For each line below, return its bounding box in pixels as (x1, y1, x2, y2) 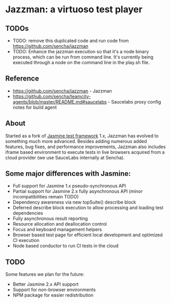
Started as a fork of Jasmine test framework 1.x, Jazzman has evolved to (5, 132, 159, 139)
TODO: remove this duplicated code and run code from (12, 37, 129, 44)
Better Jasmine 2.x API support (12, 281, 79, 288)
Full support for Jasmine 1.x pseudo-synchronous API (12, 183, 126, 189)
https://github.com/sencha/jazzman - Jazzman (12, 88, 112, 94)
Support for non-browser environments (12, 287, 96, 293)
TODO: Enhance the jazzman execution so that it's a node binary (12, 49, 149, 54)
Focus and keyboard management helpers (12, 227, 102, 233)
